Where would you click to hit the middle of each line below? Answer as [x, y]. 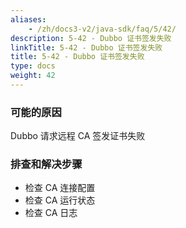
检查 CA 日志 [51, 213]
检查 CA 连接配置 [60, 188]
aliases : [28, 19]
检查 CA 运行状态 [60, 200]
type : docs [33, 66]
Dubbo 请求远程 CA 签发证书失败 [78, 136]
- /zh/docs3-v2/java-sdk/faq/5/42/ [102, 29]
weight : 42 [33, 76]
